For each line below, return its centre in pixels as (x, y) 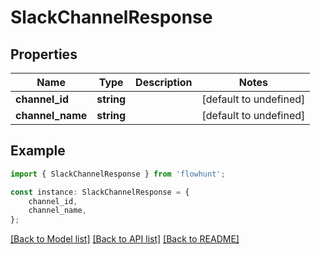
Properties (44, 54)
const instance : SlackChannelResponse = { (100, 192)
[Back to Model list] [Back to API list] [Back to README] (125, 239)
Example (38, 151)
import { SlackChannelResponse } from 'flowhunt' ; (118, 174)
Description (164, 82)
